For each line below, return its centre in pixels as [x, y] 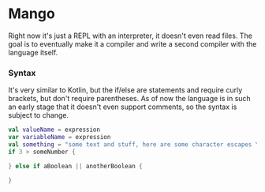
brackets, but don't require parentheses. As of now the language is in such [129, 99]
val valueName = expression [54, 130]
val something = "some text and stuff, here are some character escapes [130, 144]
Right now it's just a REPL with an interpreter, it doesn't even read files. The [130, 36]
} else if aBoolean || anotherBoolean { [76, 166]
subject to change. [39, 115]
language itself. [33, 52]
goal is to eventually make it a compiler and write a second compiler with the [132, 43]
